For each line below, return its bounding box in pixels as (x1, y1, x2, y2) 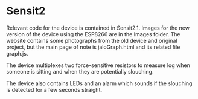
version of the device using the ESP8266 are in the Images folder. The (6, 30, 181, 37)
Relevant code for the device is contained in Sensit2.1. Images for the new (6, 24, 190, 31)
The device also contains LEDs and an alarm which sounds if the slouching (6, 80, 193, 87)
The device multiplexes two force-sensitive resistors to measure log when (6, 62, 190, 69)
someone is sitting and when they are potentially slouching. (6, 68, 154, 75)
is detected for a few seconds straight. (6, 86, 103, 93)
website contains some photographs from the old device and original (6, 37, 177, 44)
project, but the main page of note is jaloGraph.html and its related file (6, 43, 180, 51)
